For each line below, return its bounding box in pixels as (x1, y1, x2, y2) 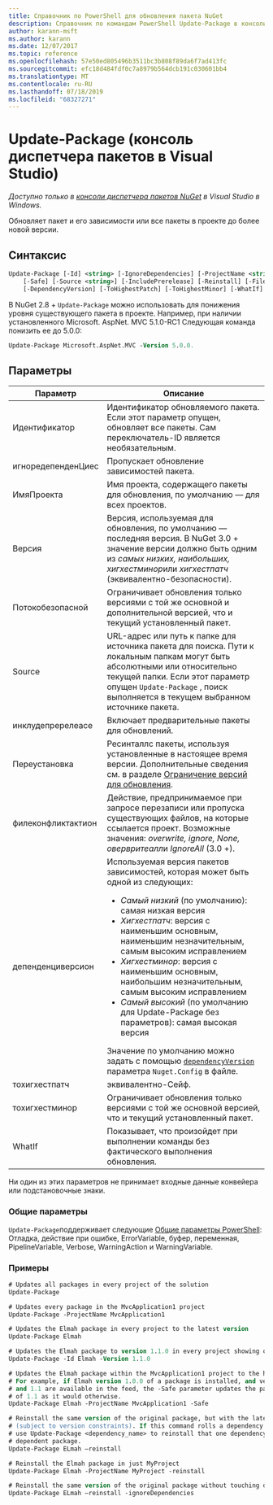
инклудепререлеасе (12, 720, 93, 731)
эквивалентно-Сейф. (106, 1079, 191, 1090)
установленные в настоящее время (106, 748, 248, 760)
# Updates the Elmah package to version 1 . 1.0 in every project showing (8, 1347, 260, 1355)
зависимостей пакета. (106, 465, 195, 477)
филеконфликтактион (12, 818, 97, 829)
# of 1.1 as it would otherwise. (8, 1392, 122, 1400)
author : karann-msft (8, 27, 79, 35)
